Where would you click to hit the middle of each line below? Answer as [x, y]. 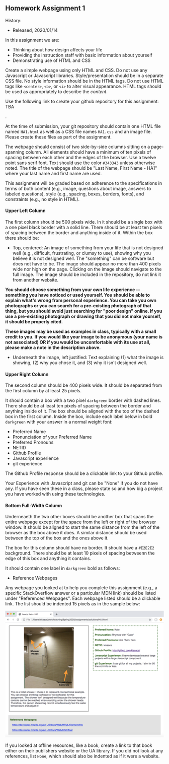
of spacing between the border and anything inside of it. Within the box [79, 233]
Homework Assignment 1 [45, 8]
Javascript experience [35, 458]
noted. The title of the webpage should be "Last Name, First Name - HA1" [81, 168]
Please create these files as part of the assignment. [59, 137]
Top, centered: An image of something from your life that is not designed [88, 248]
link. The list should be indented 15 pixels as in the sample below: [73, 604]
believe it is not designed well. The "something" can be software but [83, 258]
